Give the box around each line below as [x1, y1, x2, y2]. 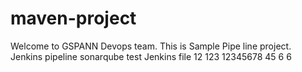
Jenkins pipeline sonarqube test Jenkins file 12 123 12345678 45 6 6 [10, 50, 292, 62]
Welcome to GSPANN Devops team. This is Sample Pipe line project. [10, 40, 292, 52]
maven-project [10, 7, 137, 30]
